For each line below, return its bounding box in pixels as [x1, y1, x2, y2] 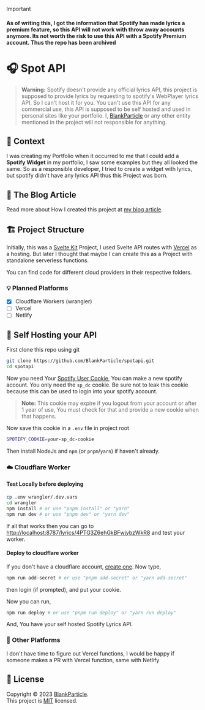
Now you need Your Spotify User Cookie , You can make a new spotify [6, 375, 182, 382]
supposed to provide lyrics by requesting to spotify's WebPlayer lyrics [21, 92, 199, 100]
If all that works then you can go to [6, 522, 94, 529]
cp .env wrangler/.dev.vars [6, 494, 78, 500]
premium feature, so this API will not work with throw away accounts [6, 26, 185, 33]
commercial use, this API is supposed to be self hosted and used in [21, 105, 191, 113]
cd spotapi [6, 364, 34, 370]
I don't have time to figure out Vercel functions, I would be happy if [6, 649, 175, 657]
